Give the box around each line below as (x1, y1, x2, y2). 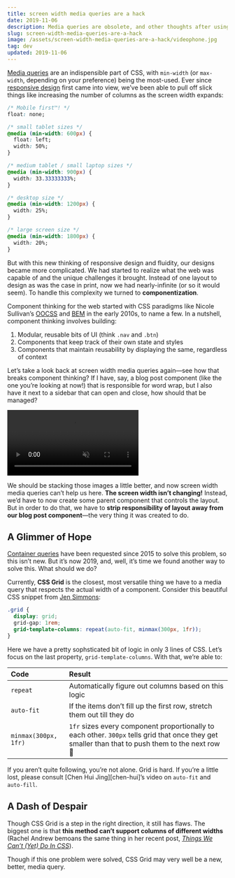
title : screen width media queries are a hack (7, 10, 145, 17)
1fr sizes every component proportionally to (69, 721, 215, 731)
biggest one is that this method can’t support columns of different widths (7, 826, 224, 835)
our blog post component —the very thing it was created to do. (7, 511, 189, 519)
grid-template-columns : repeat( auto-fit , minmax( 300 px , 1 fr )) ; (13, 625, 202, 633)
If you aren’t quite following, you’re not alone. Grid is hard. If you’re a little (7, 765, 219, 774)
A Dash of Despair (7, 800, 88, 812)
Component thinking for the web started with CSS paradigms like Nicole (7, 302, 215, 310)
